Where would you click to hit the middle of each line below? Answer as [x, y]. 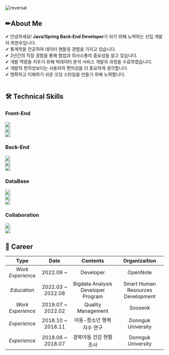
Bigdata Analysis [93, 284]
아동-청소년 [88, 320]
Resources [140, 290]
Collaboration [22, 215]
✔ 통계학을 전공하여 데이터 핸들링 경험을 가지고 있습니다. [61, 49]
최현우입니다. [23, 42]
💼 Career [19, 247]
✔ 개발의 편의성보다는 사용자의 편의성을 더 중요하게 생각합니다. [67, 68]
